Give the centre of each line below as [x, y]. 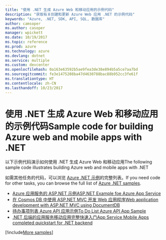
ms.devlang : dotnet [25, 56]
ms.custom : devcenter [27, 65]
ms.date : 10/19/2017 [26, 38]
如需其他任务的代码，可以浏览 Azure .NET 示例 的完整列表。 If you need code [83, 178]
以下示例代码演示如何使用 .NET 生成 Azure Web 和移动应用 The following [79, 162]
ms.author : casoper [25, 28]
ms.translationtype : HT [30, 79]
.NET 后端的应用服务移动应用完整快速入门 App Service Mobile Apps [81, 217]
